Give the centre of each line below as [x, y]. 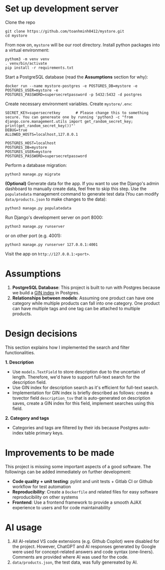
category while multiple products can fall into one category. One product [86, 303]
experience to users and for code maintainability [61, 507]
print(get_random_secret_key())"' [41, 126]
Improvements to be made [60, 453]
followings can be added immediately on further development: [68, 472]
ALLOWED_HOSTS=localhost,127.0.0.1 [42, 134]
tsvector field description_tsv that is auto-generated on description [81, 398]
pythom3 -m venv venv [27, 59]
